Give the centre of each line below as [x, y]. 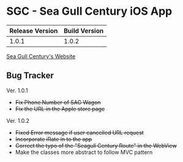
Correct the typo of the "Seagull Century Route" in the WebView [96, 145]
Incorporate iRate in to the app [54, 139]
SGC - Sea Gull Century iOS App [89, 11]
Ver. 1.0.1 [17, 90]
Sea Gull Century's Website [41, 56]
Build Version [84, 31]
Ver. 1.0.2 [18, 120]
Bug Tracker [30, 76]
